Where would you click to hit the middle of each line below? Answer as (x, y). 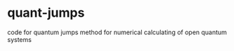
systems (19, 39)
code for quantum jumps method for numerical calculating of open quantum (117, 32)
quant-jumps (46, 13)
